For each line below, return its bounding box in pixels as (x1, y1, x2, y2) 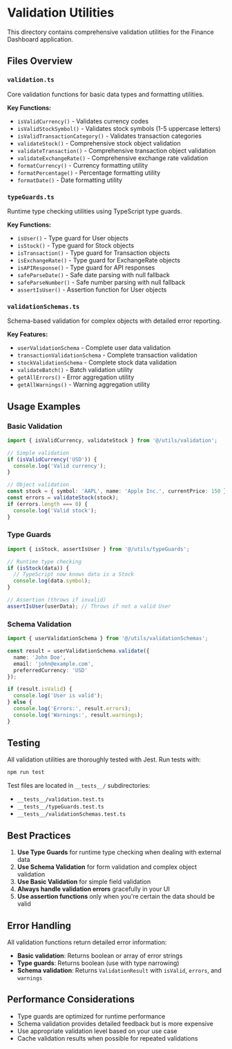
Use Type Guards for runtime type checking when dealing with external (17, 848, 222, 856)
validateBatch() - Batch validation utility (17, 366, 133, 374)
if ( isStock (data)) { (7, 565, 70, 572)
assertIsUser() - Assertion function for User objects (17, 285, 167, 294)
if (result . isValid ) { (7, 686, 72, 693)
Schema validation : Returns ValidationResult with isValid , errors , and (17, 966, 222, 974)
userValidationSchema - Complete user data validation (17, 344, 171, 352)
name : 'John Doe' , (13, 653, 67, 661)
